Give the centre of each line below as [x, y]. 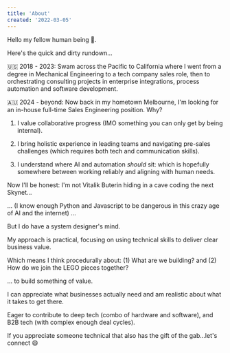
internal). [30, 130]
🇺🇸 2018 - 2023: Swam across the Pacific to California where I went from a [114, 66]
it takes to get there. [35, 301]
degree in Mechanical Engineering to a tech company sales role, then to [109, 74]
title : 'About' [29, 13]
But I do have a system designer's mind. [64, 226]
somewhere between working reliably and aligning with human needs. [116, 171]
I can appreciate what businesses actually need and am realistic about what [114, 294]
